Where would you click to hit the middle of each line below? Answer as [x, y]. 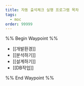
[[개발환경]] [24, 49]
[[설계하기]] [24, 62]
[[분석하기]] [24, 55]
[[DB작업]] [23, 68]
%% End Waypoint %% [30, 78]
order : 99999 [19, 24]
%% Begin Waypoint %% [32, 38]
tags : [11, 15]
